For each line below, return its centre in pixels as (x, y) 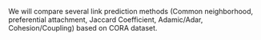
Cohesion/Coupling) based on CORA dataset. (83, 28)
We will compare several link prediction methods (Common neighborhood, (131, 11)
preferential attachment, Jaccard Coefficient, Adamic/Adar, (106, 20)
